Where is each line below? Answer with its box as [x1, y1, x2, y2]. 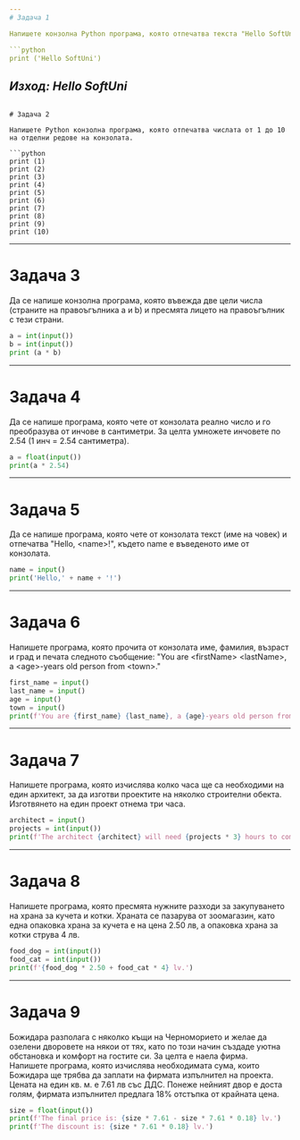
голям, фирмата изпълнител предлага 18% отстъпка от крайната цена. [9, 1088, 279, 1099]
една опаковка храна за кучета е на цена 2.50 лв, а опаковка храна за [9, 919, 279, 931]
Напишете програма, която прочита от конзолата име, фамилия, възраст [9, 642, 289, 653]
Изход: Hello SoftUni [9, 78, 128, 94]
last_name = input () [9, 686, 87, 695]
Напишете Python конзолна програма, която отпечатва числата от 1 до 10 [9, 126, 286, 135]
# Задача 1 [9, 13, 50, 22]
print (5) [9, 189, 46, 198]
